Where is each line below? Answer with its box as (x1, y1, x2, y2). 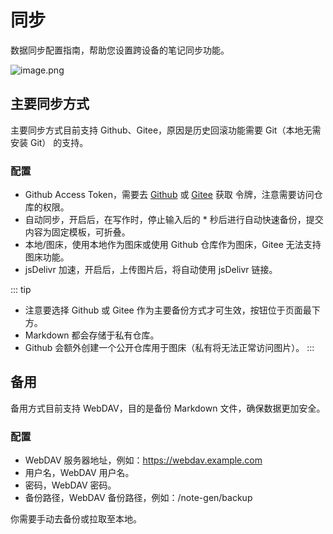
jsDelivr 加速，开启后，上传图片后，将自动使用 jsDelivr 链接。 (24, 264, 278, 276)
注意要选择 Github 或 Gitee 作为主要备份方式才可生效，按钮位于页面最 (24, 304, 312, 316)
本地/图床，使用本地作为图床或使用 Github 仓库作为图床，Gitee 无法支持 (24, 239, 322, 251)
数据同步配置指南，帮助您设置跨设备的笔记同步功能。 (10, 44, 230, 56)
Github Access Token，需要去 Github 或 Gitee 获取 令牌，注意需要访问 (24, 189, 315, 201)
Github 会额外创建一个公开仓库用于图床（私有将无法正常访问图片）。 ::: (24, 342, 315, 354)
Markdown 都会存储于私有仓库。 (24, 329, 160, 341)
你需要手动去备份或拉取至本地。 (10, 513, 142, 525)
